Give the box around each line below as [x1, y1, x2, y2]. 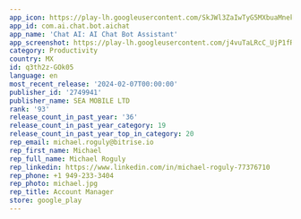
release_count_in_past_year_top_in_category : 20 [9, 130, 194, 139]
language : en [9, 72, 58, 80]
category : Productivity [9, 46, 99, 55]
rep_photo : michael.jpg [9, 180, 99, 189]
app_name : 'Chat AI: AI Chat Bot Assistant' [9, 29, 178, 38]
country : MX [9, 55, 54, 63]
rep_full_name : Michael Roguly [9, 154, 126, 164]
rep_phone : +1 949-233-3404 [9, 171, 115, 180]
